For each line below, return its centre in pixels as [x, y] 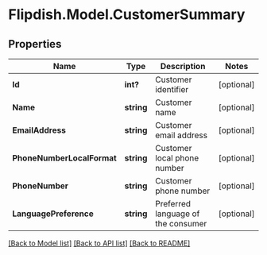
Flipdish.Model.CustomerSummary [127, 15]
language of [177, 214]
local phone [177, 158]
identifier [172, 89]
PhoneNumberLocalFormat [64, 158]
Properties [35, 44]
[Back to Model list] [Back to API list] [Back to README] [99, 243]
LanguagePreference [53, 214]
